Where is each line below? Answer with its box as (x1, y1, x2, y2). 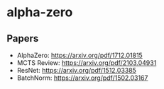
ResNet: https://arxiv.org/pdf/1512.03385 (16, 66, 136, 74)
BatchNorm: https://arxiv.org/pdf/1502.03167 (16, 73, 148, 82)
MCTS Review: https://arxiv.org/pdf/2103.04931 (16, 59, 157, 67)
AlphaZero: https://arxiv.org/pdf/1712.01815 (16, 51, 143, 59)
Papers (6, 32, 39, 44)
